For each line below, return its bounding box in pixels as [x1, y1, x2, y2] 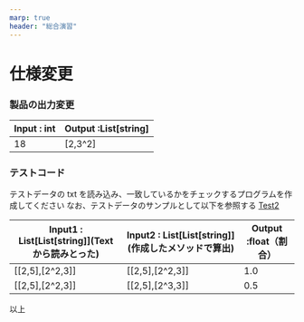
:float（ [246, 235, 279, 248]
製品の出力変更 [9, 98, 75, 111]
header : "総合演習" [9, 22, 78, 31]
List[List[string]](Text [17, 235, 114, 248]
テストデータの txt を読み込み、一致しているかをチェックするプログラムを [9, 189, 285, 200]
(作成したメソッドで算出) [127, 242, 235, 255]
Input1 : [49, 223, 83, 236]
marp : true [9, 13, 51, 23]
